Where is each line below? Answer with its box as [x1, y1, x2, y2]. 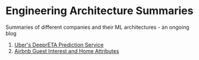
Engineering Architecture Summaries [5, 4, 194, 18]
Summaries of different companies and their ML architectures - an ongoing [5, 24, 190, 31]
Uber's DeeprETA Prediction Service [14, 41, 104, 48]
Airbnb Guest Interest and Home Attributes [14, 47, 120, 54]
